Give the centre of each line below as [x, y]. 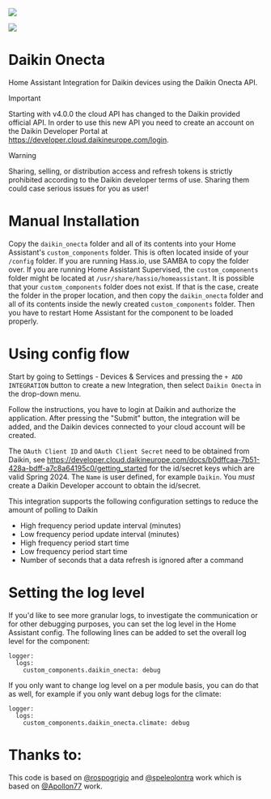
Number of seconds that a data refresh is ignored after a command [132, 560]
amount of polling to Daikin [53, 509]
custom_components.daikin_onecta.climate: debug [106, 723]
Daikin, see [27, 459]
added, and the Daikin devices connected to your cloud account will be [127, 427]
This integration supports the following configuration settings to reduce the [133, 501]
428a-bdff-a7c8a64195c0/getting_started [78, 468]
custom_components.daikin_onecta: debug [92, 670]
